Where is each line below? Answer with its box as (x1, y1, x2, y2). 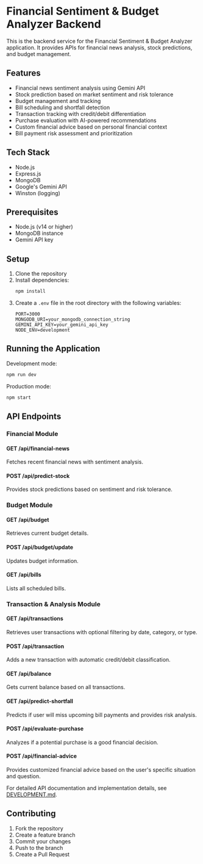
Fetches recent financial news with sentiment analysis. (6, 459, 143, 466)
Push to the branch (15, 844, 63, 851)
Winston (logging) (15, 189, 61, 196)
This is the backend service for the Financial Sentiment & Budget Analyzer (6, 37, 193, 45)
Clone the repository (15, 270, 67, 277)
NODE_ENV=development (15, 327, 70, 334)
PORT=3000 (15, 311, 41, 318)
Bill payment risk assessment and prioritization (15, 129, 133, 137)
